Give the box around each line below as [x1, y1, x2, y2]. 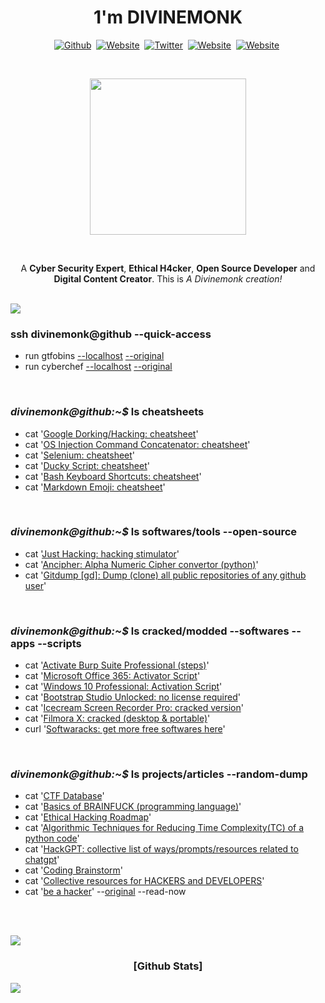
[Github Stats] [133, 959, 203, 973]
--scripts [37, 636, 82, 650]
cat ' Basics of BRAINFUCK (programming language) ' [24, 801, 242, 813]
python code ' [24, 832, 80, 845]
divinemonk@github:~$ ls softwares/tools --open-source [10, 525, 298, 539]
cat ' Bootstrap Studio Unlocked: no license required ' [24, 691, 241, 703]
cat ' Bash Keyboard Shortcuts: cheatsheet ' [24, 470, 202, 482]
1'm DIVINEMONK [93, 6, 243, 29]
